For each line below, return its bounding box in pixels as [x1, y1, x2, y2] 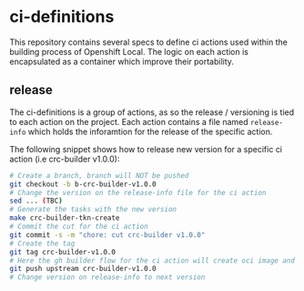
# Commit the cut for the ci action [9, 222, 148, 231]
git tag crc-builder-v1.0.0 [9, 247, 117, 256]
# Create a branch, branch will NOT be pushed [9, 171, 189, 180]
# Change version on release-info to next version [9, 273, 206, 282]
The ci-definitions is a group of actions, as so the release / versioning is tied [9, 107, 295, 118]
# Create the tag [9, 239, 76, 248]
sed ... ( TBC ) [9, 196, 64, 206]
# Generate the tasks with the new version [9, 205, 177, 214]
